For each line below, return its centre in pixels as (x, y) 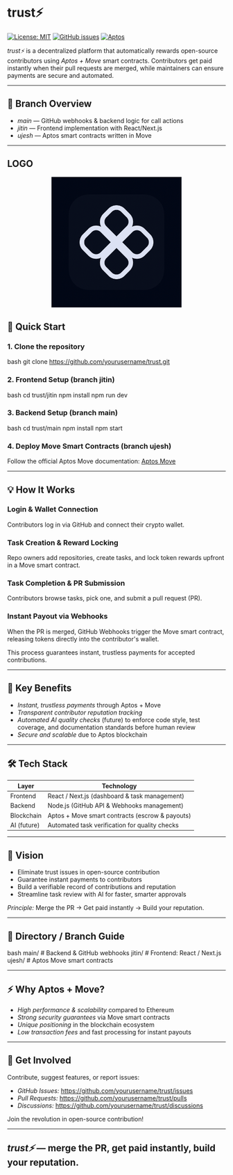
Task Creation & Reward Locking (63, 543)
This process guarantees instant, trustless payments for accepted (101, 652)
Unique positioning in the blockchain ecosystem (86, 1024)
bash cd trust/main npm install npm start (65, 428)
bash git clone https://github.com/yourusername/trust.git (88, 362)
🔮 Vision (25, 855)
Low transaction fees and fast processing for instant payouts (104, 1032)
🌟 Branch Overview (50, 104)
